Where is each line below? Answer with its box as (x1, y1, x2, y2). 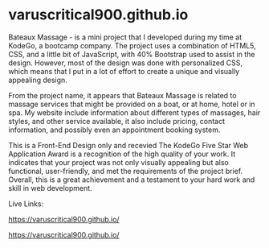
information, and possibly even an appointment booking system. (8, 125, 221, 134)
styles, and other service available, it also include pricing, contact (8, 116, 226, 126)
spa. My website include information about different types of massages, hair (8, 107, 261, 118)
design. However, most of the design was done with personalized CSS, (8, 58, 243, 68)
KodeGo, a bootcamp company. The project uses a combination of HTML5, (8, 40, 256, 50)
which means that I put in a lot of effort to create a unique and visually (8, 66, 240, 76)
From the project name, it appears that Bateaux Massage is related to (8, 90, 237, 100)
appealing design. (8, 75, 68, 85)
